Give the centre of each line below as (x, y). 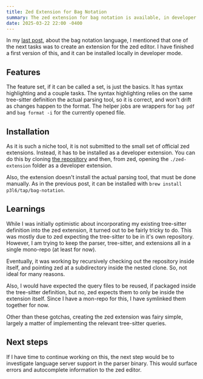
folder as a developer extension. (72, 165)
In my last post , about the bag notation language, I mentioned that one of (97, 41)
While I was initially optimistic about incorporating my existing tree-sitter (96, 223)
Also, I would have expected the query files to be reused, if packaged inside (101, 286)
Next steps (27, 342)
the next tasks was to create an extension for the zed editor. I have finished (100, 47)
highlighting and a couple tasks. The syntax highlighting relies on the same (99, 93)
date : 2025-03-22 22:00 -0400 (45, 23)
